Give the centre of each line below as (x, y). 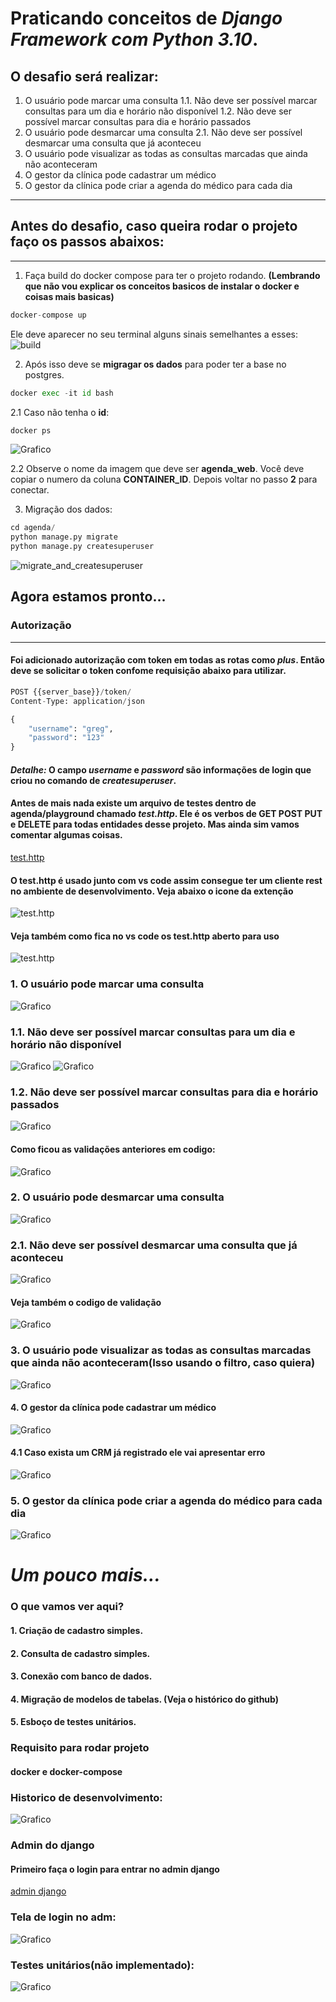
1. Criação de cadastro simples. (77, 1630)
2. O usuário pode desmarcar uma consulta (117, 1197)
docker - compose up (48, 315)
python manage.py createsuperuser (82, 547)
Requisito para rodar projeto (80, 1748)
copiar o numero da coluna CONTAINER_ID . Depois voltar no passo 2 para (164, 479)
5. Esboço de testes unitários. (73, 1722)
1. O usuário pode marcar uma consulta (107, 984)
